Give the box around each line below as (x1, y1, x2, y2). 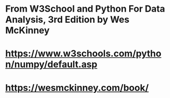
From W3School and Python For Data (5, 3, 165, 15)
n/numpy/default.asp (5, 59, 98, 70)
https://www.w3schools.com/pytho (5, 48, 162, 59)
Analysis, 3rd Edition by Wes (5, 14, 130, 25)
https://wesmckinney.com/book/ (5, 82, 149, 93)
